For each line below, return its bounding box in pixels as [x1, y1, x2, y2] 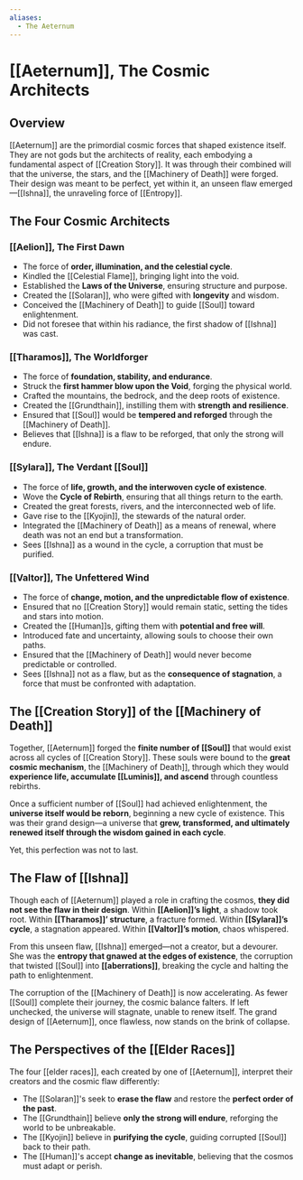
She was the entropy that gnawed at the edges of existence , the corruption [9, 950, 293, 962]
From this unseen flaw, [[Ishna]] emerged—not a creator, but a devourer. [9, 941, 279, 952]
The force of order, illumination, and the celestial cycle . [22, 261, 233, 272]
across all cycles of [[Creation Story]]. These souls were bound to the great [9, 751, 290, 763]
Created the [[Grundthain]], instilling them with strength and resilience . [22, 400, 289, 411]
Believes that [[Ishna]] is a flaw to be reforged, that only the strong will [22, 429, 284, 440]
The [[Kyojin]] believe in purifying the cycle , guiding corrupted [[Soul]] [22, 1131, 287, 1142]
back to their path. [22, 1141, 91, 1152]
